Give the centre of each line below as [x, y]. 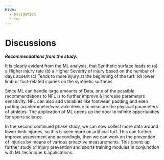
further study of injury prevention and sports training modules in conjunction [82, 147]
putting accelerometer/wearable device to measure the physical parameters [82, 107]
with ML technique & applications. [39, 153]
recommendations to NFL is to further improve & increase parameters [75, 96]
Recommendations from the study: [41, 56]
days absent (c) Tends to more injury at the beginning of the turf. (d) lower [80, 76]
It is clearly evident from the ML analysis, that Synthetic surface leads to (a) [81, 66]
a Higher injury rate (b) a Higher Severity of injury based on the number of [80, 71]
